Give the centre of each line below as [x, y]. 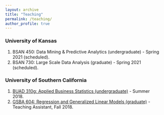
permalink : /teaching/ [29, 19]
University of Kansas [31, 41]
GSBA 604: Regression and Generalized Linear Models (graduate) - [81, 102]
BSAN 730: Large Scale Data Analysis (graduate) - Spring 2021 [77, 62]
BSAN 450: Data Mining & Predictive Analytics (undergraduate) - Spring [86, 52]
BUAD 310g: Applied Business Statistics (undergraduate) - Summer [81, 91]
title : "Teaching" [24, 14]
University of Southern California [46, 80]
